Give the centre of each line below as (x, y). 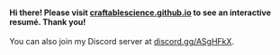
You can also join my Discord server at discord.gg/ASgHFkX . (122, 42)
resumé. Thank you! (48, 21)
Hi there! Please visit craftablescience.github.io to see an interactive (140, 12)
